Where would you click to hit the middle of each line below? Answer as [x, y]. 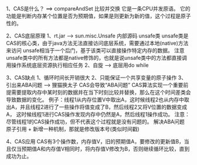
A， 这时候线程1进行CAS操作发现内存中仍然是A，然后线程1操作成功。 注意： [98, 114]
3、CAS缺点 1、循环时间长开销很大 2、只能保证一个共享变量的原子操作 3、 [96, 78]
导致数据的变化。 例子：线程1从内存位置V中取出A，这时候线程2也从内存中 [95, 100]
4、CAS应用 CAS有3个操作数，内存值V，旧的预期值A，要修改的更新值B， [95, 142]
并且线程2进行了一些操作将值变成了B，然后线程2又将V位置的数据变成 [103, 107]
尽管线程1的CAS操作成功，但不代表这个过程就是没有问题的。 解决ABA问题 [95, 122]
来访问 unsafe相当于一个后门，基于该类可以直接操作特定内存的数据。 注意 [95, 50]
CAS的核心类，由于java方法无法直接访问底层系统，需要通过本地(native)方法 [97, 43]
